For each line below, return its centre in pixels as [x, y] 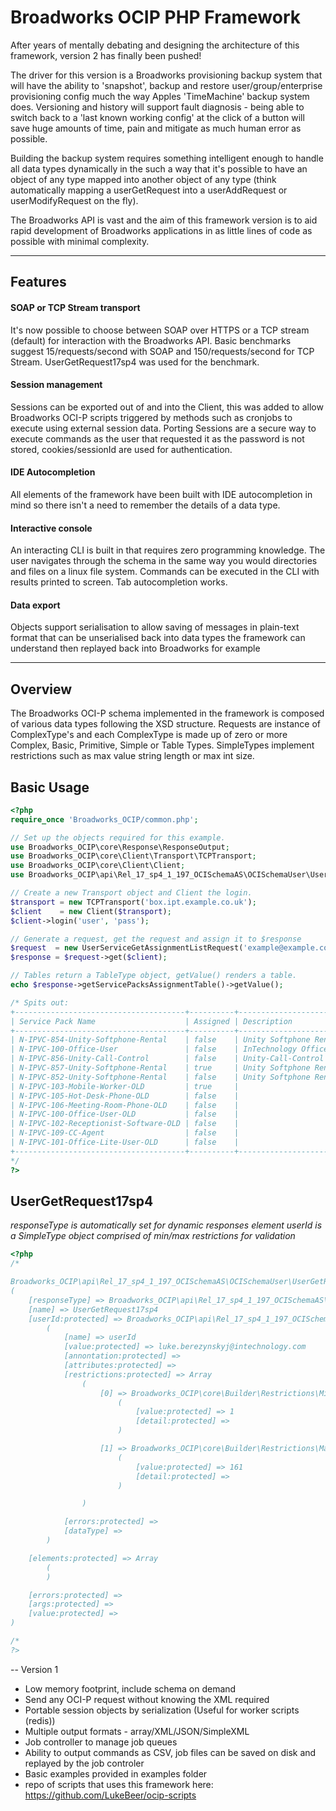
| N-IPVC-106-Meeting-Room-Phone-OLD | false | [125, 1105]
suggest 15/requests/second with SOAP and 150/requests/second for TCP [162, 351]
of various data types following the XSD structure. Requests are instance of [165, 724]
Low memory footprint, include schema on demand [130, 1688]
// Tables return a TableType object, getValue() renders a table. [154, 976]
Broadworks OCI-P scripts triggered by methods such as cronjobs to [151, 417]
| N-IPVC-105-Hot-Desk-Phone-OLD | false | [125, 1096]
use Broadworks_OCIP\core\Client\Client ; [98, 866]
